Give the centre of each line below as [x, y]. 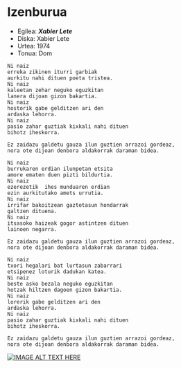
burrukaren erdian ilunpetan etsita [60, 169]
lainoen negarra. [32, 229]
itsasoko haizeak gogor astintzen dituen [68, 223]
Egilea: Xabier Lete [45, 31]
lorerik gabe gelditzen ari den [54, 302]
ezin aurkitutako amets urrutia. [55, 193]
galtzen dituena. [32, 211]
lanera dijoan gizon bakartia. [52, 96]
